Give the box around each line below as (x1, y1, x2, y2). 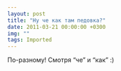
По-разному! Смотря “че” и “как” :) (7, 56, 115, 64)
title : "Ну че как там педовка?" (7, 17, 106, 24)
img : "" (7, 30, 30, 37)
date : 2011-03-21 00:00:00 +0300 (7, 23, 106, 30)
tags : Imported (7, 37, 52, 44)
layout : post (7, 10, 46, 18)
